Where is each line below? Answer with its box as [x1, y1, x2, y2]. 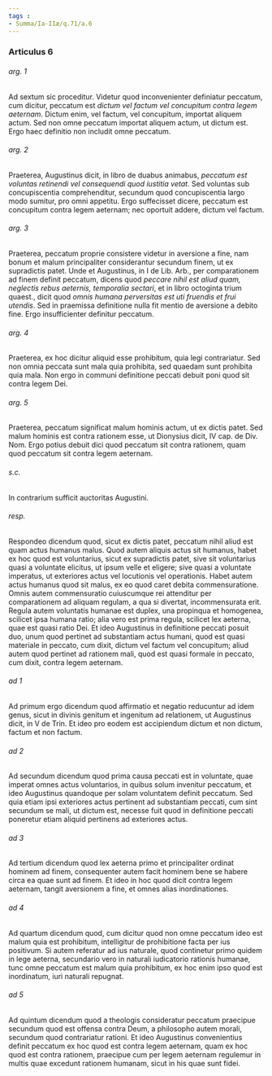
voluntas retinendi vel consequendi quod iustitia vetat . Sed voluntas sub [8, 178, 250, 188]
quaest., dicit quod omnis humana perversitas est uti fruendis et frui [8, 292, 236, 302]
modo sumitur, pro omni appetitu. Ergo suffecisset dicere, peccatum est [8, 196, 248, 206]
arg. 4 [8, 327, 29, 338]
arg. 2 [8, 145, 28, 155]
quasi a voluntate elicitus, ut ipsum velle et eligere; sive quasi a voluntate [8, 562, 252, 572]
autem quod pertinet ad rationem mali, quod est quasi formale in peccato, [8, 649, 254, 658]
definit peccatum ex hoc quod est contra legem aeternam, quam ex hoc [8, 1041, 248, 1051]
